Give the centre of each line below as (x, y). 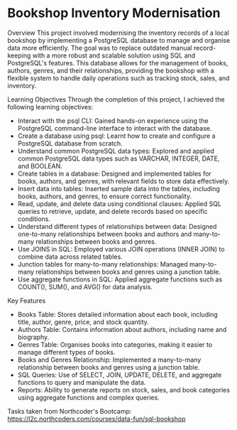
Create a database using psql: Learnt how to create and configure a (116, 136)
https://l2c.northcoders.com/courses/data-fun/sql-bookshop (97, 419)
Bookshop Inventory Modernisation (114, 13)
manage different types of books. (66, 352)
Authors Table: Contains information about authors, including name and (122, 329)
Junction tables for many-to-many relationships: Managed (103, 264)
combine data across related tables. (70, 257)
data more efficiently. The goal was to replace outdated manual (100, 48)
